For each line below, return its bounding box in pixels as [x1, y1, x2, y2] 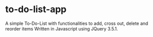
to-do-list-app [5, 4, 67, 15]
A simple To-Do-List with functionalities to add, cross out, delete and [5, 20, 148, 26]
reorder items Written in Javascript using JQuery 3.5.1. [5, 25, 118, 31]
